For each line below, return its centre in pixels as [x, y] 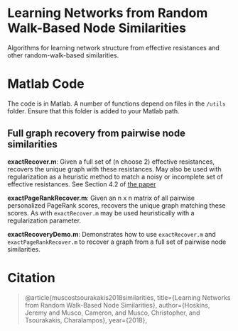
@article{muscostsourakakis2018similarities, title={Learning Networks [128, 297]
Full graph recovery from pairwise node [97, 134]
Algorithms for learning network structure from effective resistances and [114, 47]
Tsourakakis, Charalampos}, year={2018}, [86, 320]
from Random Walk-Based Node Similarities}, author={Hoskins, [117, 305]
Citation [31, 277]
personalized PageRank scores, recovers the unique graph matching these [117, 205]
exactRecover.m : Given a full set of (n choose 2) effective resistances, [111, 162]
